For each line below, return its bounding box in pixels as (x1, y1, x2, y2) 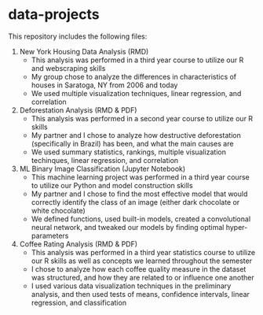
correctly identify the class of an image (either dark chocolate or (31, 197, 240, 206)
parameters (31, 231, 69, 240)
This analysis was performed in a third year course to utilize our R (31, 55, 244, 65)
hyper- (225, 222, 248, 232)
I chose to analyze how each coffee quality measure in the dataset (31, 264, 247, 273)
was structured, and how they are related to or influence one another (31, 272, 254, 282)
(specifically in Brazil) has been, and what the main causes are (31, 139, 234, 148)
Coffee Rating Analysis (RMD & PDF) (19, 239, 138, 249)
